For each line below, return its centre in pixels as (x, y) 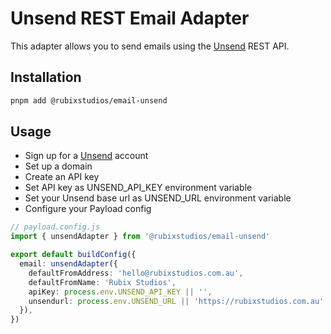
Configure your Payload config (88, 209)
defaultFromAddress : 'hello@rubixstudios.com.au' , (136, 273)
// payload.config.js (55, 227)
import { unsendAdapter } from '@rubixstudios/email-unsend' (140, 237)
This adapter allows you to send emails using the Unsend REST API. (150, 46)
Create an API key (62, 177)
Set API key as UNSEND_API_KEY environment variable (138, 188)
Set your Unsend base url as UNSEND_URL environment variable (158, 198)
